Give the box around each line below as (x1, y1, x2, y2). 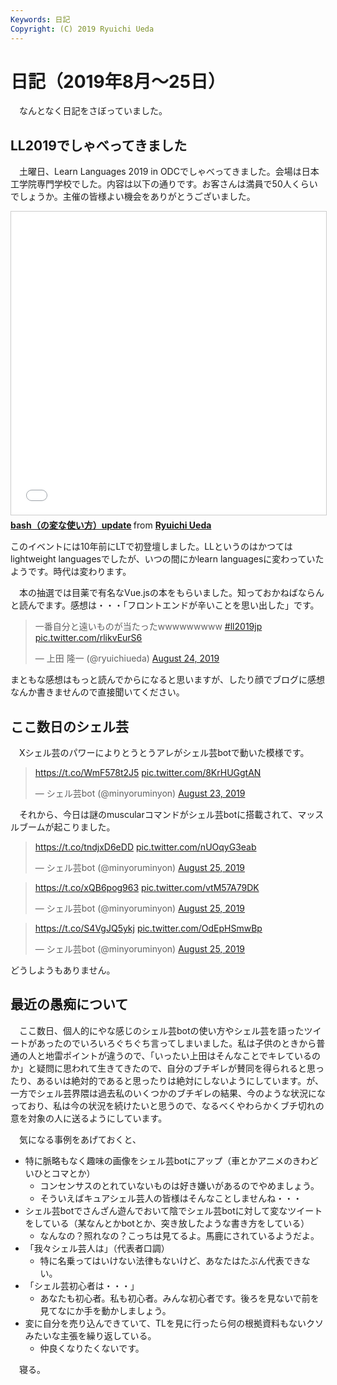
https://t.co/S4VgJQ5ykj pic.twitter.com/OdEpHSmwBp (34, 922, 263, 935)
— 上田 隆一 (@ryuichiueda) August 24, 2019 (34, 652, 220, 665)
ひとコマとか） (33, 1167, 96, 1179)
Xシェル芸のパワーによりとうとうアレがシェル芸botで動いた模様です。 (18, 747, 310, 759)
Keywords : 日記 (10, 14, 71, 25)
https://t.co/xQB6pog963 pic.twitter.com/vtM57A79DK (34, 882, 260, 894)
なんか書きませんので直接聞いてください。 (10, 686, 185, 698)
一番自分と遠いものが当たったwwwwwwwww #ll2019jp (34, 621, 263, 633)
